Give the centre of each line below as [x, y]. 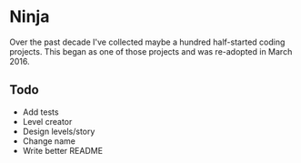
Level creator [47, 121]
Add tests [40, 112]
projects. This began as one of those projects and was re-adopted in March [151, 51]
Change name [49, 141]
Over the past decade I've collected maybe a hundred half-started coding [147, 42]
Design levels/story [59, 131]
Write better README [62, 150]
